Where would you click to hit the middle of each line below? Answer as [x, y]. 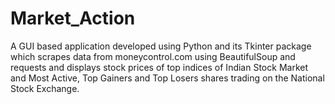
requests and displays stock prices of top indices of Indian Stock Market [159, 67]
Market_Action [73, 18]
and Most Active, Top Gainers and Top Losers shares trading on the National [167, 78]
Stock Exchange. [45, 88]
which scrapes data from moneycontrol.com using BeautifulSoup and [153, 56]
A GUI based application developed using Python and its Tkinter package [161, 46]
